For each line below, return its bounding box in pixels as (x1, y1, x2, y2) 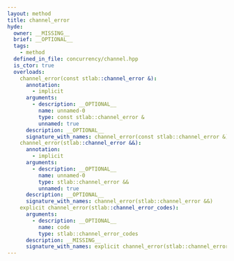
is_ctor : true (13, 62, 54, 69)
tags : (13, 42, 30, 49)
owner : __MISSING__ (13, 29, 70, 37)
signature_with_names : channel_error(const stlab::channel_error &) (25, 133, 229, 140)
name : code (38, 223, 70, 230)
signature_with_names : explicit (25, 243, 120, 251)
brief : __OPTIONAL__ (13, 36, 73, 43)
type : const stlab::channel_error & (38, 113, 145, 120)
